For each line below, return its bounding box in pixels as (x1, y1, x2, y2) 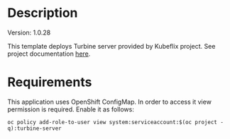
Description (7, 5, 78, 21)
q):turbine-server (7, 125, 62, 132)
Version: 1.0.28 (7, 28, 51, 37)
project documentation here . (7, 49, 91, 58)
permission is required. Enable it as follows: (7, 104, 135, 114)
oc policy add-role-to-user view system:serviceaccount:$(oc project (7, 119, 218, 126)
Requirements (7, 74, 92, 90)
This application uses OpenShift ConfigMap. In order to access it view (7, 97, 212, 106)
